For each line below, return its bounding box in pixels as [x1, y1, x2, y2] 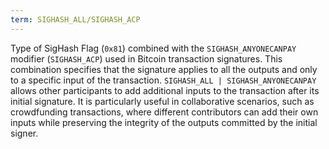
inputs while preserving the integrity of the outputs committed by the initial [10, 116, 318, 128]
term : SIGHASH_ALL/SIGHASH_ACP [10, 14, 141, 25]
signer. [10, 127, 39, 139]
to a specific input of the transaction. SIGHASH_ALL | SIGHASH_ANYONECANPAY [10, 74, 317, 86]
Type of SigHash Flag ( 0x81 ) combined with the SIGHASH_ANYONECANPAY [10, 42, 297, 54]
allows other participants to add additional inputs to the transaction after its [10, 84, 320, 96]
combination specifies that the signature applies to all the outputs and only [10, 63, 318, 75]
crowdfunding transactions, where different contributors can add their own [10, 106, 319, 118]
